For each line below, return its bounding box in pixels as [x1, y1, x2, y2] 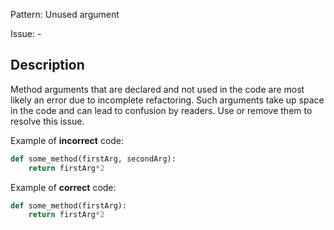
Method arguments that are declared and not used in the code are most [10, 83, 305, 95]
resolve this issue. [10, 115, 85, 127]
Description [10, 57, 85, 74]
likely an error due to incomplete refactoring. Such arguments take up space [10, 94, 325, 106]
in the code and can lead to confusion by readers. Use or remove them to [10, 104, 313, 116]
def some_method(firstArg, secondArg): [10, 154, 177, 164]
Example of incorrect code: [10, 134, 125, 146]
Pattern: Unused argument [10, 9, 120, 20]
